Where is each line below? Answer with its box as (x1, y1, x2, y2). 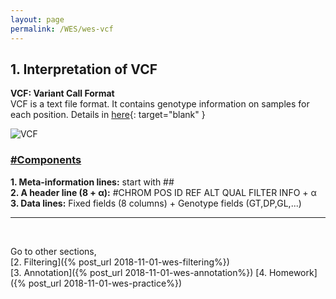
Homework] (268, 266, 318, 278)
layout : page (10, 14, 65, 25)
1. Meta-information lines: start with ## (10, 176, 175, 188)
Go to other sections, (10, 245, 97, 257)
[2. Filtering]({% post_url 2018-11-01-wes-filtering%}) (10, 256, 230, 268)
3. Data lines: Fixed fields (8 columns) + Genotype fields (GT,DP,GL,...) (10, 197, 302, 209)
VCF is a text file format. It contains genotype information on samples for (10, 98, 310, 110)
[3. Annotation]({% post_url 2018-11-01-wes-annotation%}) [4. (10, 266, 268, 278)
